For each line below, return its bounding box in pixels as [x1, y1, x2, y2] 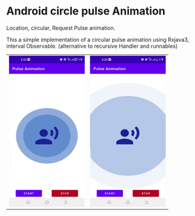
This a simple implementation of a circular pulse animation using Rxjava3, [6, 36, 190, 43]
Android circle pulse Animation [6, 4, 165, 18]
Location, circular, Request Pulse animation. [6, 24, 116, 31]
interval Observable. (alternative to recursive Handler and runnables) [6, 42, 178, 50]
